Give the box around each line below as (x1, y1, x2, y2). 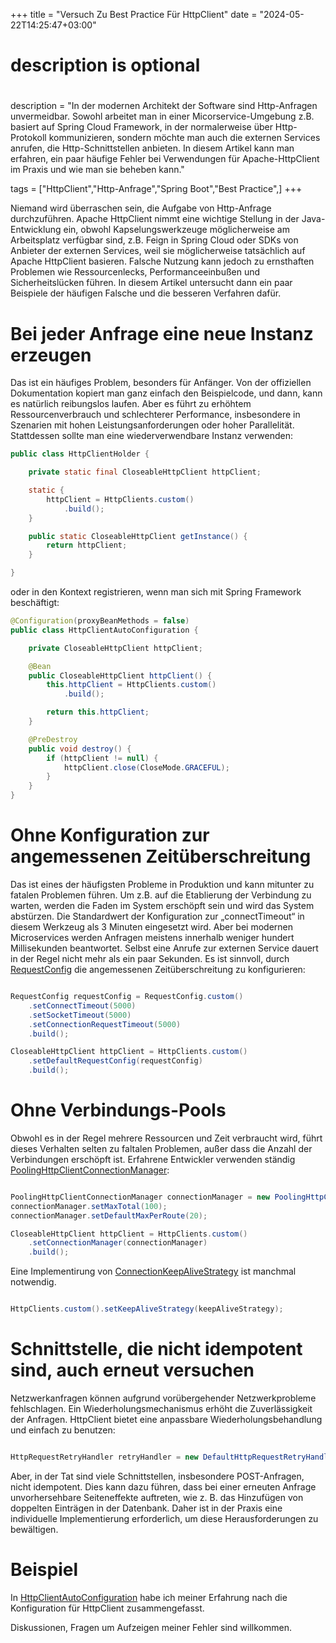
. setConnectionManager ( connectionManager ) (28, 1238, 208, 1248)
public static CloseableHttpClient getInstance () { (28, 531, 248, 541)
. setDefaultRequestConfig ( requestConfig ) (28, 1056, 203, 1066)
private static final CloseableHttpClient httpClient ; (28, 467, 262, 478)
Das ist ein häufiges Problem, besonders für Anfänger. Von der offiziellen (10, 377, 312, 389)
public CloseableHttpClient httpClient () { (28, 670, 213, 681)
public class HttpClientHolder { (10, 449, 150, 459)
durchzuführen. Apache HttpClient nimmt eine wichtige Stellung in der (10, 213, 300, 225)
